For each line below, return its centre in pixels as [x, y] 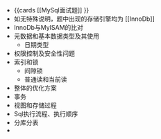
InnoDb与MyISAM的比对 [48, 27]
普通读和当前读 [45, 79]
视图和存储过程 [35, 105]
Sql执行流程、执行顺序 [46, 114]
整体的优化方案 [35, 88]
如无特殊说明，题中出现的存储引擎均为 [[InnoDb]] [84, 19]
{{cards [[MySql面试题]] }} [51, 10]
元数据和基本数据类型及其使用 [56, 36]
